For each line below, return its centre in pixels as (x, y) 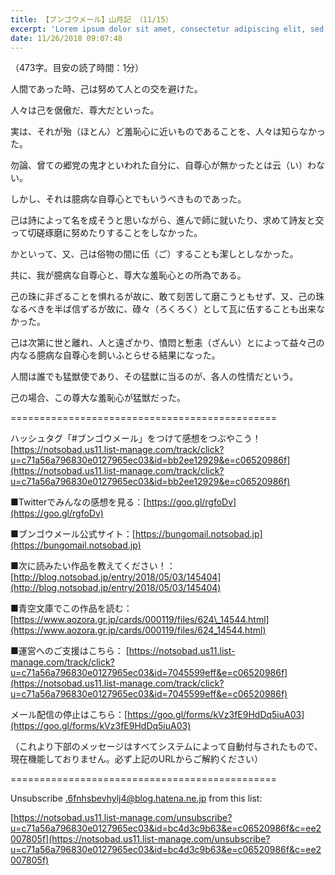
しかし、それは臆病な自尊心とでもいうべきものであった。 (128, 199)
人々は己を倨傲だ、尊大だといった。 (85, 110)
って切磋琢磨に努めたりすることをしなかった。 (106, 233)
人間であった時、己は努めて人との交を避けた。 (106, 89)
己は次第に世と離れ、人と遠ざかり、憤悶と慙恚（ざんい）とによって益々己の (167, 343)
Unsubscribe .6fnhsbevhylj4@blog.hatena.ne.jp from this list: (136, 798)
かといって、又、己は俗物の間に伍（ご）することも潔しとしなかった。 (154, 254)
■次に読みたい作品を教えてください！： (93, 566)
